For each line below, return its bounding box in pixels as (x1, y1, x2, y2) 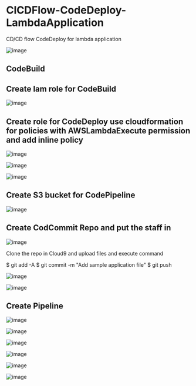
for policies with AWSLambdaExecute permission (6, 126, 191, 136)
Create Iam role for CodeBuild (6, 83, 116, 94)
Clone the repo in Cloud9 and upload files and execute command (6, 250, 164, 257)
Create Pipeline (6, 301, 63, 311)
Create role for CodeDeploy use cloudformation (6, 116, 184, 126)
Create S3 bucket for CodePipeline (6, 190, 136, 200)
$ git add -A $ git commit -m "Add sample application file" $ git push (6, 261, 172, 268)
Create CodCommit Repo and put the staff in (6, 223, 171, 233)
